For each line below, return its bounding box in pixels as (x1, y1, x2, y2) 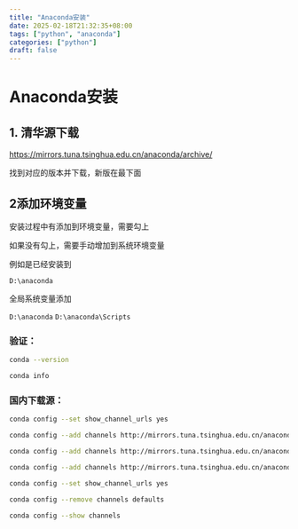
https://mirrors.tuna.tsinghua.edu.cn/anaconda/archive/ (9, 149, 213, 160)
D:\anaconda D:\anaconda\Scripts (9, 312, 131, 321)
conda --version (9, 356, 69, 365)
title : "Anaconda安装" (9, 12, 90, 22)
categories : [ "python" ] (9, 37, 98, 47)
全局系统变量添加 (9, 293, 72, 304)
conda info (9, 372, 50, 381)
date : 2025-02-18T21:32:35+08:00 (9, 21, 133, 30)
